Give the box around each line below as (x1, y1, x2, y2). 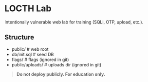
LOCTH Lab (4, 3, 52, 14)
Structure (4, 33, 35, 41)
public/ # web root (11, 46, 49, 52)
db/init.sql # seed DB (11, 51, 54, 57)
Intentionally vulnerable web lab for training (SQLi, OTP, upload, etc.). (4, 19, 144, 25)
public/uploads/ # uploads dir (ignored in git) (11, 61, 102, 67)
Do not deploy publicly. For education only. (16, 71, 106, 77)
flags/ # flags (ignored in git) (11, 57, 69, 62)
